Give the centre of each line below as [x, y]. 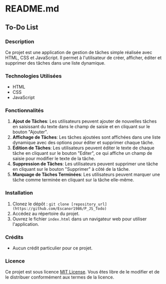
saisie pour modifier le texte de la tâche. [54, 159]
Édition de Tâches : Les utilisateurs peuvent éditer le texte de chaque [83, 148]
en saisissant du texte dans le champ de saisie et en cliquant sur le [81, 127]
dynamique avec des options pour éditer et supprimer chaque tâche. [83, 143]
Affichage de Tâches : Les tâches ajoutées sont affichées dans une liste [86, 137]
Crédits [14, 237]
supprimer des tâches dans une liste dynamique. [55, 63]
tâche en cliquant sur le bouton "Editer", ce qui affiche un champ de [82, 153]
